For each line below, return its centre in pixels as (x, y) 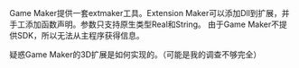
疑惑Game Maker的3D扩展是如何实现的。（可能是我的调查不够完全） (135, 55)
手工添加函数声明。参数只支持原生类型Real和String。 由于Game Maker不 (145, 24)
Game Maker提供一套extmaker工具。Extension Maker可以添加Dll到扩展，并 (150, 13)
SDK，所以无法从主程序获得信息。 (80, 35)
